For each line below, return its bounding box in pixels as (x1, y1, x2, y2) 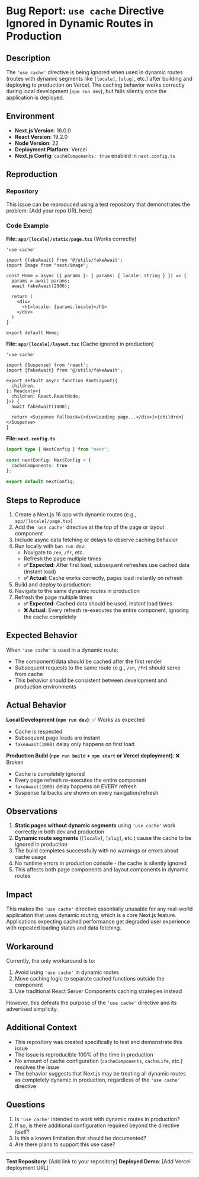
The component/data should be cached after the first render (14, 658, 162, 665)
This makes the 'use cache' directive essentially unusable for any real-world (6, 905, 193, 912)
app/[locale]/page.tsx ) (14, 517, 73, 524)
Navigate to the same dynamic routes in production (14, 587, 140, 594)
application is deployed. (6, 94, 65, 101)
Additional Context (6, 1023, 77, 1033)
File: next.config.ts (6, 434, 56, 442)
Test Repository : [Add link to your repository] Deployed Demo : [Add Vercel (6, 1157, 191, 1165)
